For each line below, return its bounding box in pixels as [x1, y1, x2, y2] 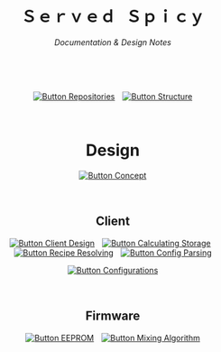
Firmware [85, 309, 141, 324]
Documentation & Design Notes [54, 36, 171, 48]
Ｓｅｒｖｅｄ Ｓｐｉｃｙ [20, 6, 206, 27]
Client [95, 214, 131, 229]
